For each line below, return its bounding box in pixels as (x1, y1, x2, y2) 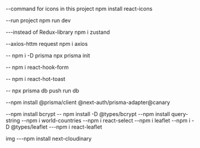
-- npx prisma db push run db (5, 87, 80, 94)
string (5, 117, 21, 124)
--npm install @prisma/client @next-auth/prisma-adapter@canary (5, 99, 170, 106)
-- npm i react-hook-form (5, 63, 69, 71)
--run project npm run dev (5, 17, 71, 24)
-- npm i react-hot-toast (5, 76, 66, 82)
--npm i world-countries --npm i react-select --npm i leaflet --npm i (21, 117, 191, 124)
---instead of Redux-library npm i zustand (5, 28, 110, 36)
